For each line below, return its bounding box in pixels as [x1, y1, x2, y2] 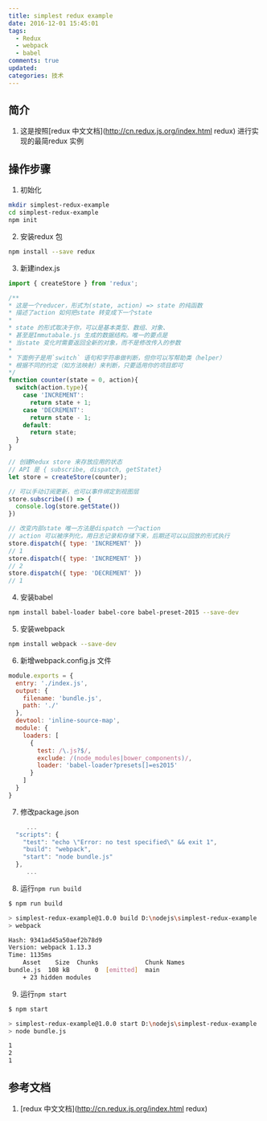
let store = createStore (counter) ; [8, 472, 128, 481]
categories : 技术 [8, 72, 64, 80]
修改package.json [19, 806, 80, 817]
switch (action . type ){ [15, 384, 88, 392]
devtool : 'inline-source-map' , [15, 717, 121, 725]
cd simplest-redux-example [8, 208, 99, 217]
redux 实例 [47, 136, 84, 146]
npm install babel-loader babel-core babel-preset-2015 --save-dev [8, 608, 240, 616]
